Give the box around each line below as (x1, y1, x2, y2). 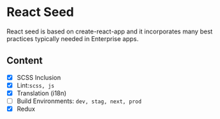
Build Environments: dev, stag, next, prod (16, 97, 142, 105)
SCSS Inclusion (16, 73, 61, 81)
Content (6, 55, 43, 67)
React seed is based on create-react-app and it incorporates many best (6, 27, 213, 35)
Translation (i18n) (16, 88, 67, 97)
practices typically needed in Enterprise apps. (6, 34, 139, 42)
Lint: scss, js (16, 81, 55, 89)
